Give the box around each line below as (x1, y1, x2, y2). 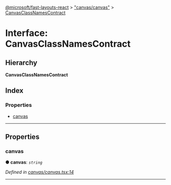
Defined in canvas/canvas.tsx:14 (5, 169, 74, 175)
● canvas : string (5, 159, 43, 165)
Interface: (5, 27, 48, 39)
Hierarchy (5, 58, 38, 67)
